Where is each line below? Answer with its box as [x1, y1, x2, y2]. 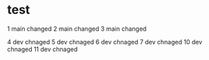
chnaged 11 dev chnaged [7, 45, 78, 53]
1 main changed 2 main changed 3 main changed [7, 25, 147, 33]
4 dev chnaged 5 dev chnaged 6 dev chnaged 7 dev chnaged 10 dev [7, 37, 203, 46]
